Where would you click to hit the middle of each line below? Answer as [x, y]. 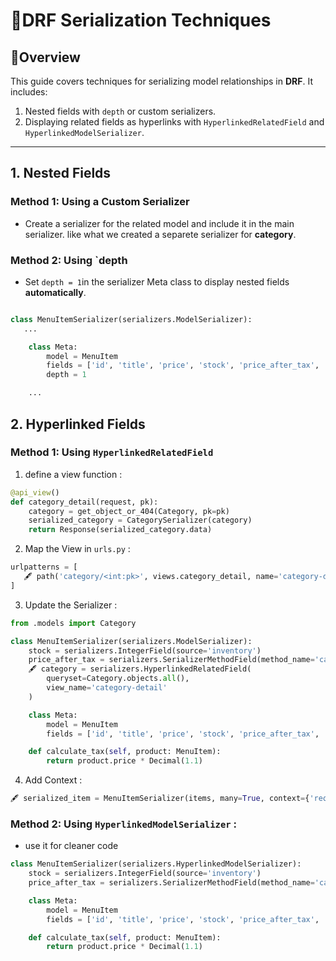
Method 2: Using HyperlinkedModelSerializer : [124, 824]
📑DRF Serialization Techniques [141, 20]
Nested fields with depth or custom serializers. [120, 111]
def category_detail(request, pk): [84, 502]
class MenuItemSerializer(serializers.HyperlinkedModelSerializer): [156, 864]
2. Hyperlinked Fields [78, 424]
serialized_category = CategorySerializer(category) [140, 520]
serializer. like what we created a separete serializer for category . [160, 234]
